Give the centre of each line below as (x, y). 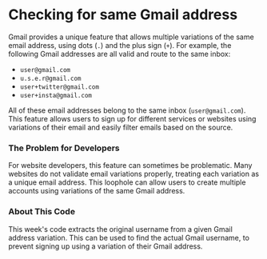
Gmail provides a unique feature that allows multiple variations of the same (131, 37)
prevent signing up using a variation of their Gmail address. (106, 246)
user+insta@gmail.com (56, 95)
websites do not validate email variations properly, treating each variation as (134, 174)
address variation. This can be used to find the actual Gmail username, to (129, 237)
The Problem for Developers (64, 148)
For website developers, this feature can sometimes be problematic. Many (130, 165)
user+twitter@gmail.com (60, 87)
